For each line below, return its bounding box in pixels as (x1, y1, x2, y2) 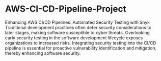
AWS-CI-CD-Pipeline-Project (5, 3, 127, 15)
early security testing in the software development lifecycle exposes (5, 35, 143, 41)
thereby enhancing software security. (5, 50, 81, 56)
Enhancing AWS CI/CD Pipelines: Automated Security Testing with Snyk (5, 19, 150, 25)
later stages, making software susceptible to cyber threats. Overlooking (5, 30, 150, 35)
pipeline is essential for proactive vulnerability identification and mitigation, (5, 45, 157, 51)
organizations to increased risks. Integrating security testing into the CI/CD (5, 40, 156, 46)
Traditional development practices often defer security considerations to (5, 24, 152, 30)
